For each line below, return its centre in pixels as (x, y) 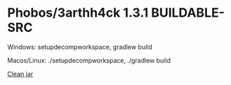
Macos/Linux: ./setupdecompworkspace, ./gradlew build (89, 60)
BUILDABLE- (187, 13)
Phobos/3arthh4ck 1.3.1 (78, 13)
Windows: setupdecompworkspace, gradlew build (80, 47)
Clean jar (20, 74)
